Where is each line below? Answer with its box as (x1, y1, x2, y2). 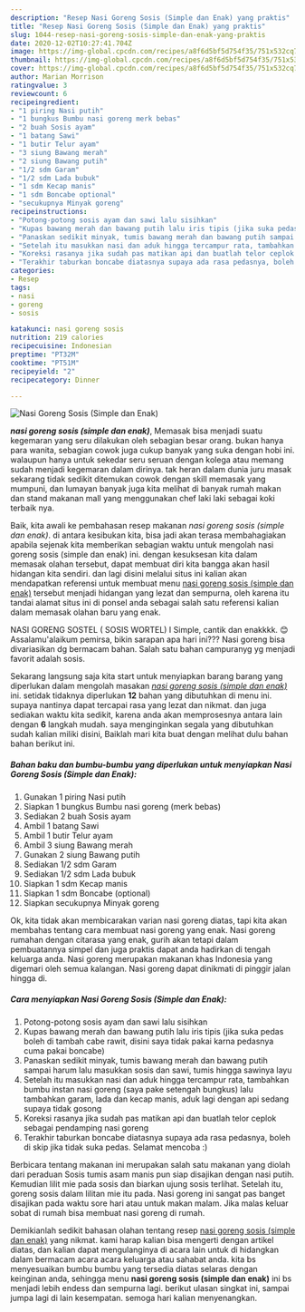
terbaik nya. (10, 502, 55, 513)
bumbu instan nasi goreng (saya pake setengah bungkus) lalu (23, 1084, 254, 1095)
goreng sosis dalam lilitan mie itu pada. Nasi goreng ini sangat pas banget (10, 1189, 286, 1200)
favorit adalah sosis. (10, 654, 85, 665)
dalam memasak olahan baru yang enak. (10, 607, 161, 617)
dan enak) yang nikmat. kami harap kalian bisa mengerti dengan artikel (10, 1235, 274, 1246)
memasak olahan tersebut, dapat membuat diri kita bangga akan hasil (10, 559, 270, 569)
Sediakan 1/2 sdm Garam (23, 859, 117, 870)
